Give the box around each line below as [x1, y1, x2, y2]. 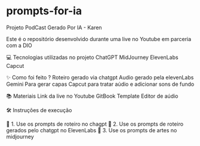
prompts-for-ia [6, 4, 82, 18]
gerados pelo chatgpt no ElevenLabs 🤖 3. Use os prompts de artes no [6, 126, 177, 133]
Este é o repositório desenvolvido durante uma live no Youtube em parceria [6, 35, 192, 42]
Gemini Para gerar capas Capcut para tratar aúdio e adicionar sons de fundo [6, 80, 195, 88]
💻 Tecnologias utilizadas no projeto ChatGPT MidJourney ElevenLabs [6, 54, 179, 61]
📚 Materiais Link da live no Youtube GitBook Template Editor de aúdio [6, 92, 179, 100]
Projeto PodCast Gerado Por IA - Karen [6, 24, 103, 31]
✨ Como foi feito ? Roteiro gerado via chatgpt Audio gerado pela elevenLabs [6, 73, 194, 81]
